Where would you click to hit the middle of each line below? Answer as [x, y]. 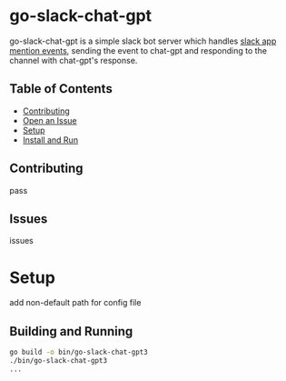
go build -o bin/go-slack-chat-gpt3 [79, 352]
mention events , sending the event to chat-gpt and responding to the [138, 50]
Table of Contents [61, 89]
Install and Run [50, 140]
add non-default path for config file [75, 303]
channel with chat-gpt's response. [74, 60]
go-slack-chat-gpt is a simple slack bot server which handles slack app [143, 41]
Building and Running [71, 331]
